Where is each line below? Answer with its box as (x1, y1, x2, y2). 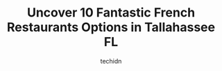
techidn (100, 57, 122, 65)
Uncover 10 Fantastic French (26, 5, 196, 21)
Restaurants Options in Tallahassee (7, 19, 215, 35)
